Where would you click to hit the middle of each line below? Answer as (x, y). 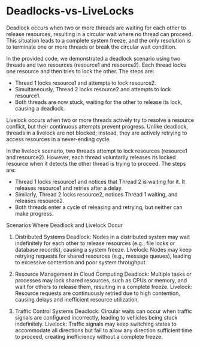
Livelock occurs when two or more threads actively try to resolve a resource (100, 120)
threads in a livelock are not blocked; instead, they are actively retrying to (97, 133)
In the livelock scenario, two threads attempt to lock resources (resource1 (97, 151)
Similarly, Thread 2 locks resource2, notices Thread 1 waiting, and (96, 194)
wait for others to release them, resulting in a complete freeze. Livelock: (104, 287)
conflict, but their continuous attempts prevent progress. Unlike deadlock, (97, 126)
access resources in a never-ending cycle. (59, 139)
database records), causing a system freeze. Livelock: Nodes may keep (103, 249)
